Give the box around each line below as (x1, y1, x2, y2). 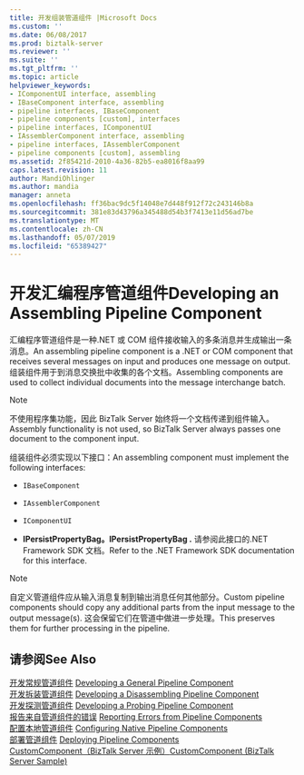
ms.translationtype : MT (9, 215, 100, 225)
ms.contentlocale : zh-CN (9, 224, 103, 233)
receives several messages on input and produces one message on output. (9, 356, 290, 367)
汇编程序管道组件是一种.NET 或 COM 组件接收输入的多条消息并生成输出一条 (9, 334, 292, 345)
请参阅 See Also (9, 651, 97, 667)
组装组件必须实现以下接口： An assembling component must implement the (9, 452, 289, 463)
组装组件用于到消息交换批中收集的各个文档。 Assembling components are (9, 367, 284, 378)
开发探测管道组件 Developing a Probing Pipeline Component (9, 700, 234, 710)
